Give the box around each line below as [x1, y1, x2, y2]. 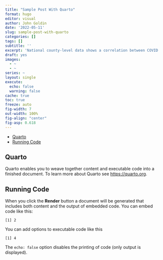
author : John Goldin [5, 20, 47, 26]
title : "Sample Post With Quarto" [5, 7, 76, 12]
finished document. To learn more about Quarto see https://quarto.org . [5, 171, 147, 177]
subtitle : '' [5, 43, 32, 48]
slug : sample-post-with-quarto [5, 30, 69, 35]
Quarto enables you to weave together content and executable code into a [5, 166, 155, 172]
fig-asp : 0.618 [5, 120, 36, 125]
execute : [5, 79, 23, 84]
